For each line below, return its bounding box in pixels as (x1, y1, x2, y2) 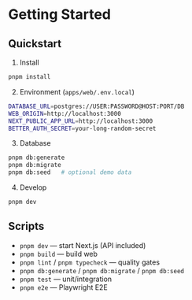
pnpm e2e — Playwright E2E (19, 282, 108, 292)
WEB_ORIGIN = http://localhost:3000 (8, 109, 122, 117)
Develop (19, 183, 47, 192)
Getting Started (8, 6, 112, 24)
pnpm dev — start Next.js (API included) (19, 240, 146, 250)
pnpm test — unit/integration (19, 274, 113, 283)
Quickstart (8, 37, 62, 50)
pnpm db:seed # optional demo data (8, 169, 132, 176)
